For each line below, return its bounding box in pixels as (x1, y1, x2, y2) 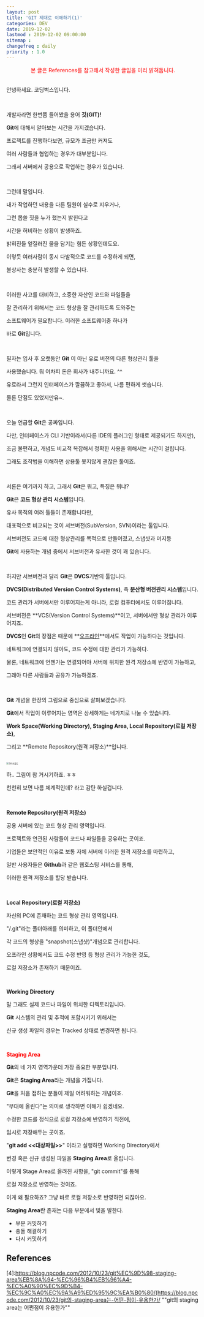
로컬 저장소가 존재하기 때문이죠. (6, 964, 82, 971)
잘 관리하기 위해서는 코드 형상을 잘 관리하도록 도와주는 (6, 304, 136, 311)
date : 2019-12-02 (6, 26, 51, 32)
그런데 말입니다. (6, 187, 45, 195)
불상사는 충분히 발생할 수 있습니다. (6, 266, 88, 273)
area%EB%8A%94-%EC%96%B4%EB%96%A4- (6, 1275, 132, 1283)
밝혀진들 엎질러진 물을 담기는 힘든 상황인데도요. (6, 240, 119, 247)
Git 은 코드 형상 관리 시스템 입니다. (6, 496, 85, 503)
